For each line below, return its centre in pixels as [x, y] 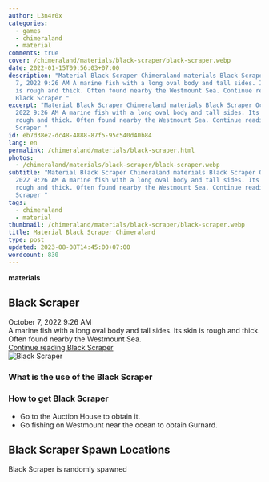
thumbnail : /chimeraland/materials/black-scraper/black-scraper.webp [127, 225]
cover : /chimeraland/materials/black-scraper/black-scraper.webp [119, 61]
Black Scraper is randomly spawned [68, 469]
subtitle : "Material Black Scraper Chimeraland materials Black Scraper [132, 173]
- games [28, 31]
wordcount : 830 [34, 255]
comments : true [34, 53]
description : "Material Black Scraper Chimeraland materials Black [123, 76]
